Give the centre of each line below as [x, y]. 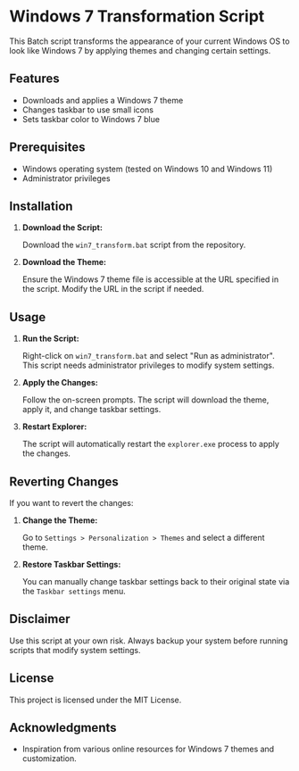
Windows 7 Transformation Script [137, 17]
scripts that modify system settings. [75, 650]
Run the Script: [50, 339]
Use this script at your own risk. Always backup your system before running [149, 641]
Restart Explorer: [54, 427]
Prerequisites [47, 148]
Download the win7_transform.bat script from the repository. [134, 245]
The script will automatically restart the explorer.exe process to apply [150, 444]
